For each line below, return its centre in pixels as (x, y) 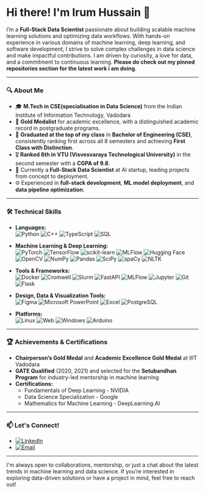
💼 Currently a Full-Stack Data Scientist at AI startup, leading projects (102, 170)
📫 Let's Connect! (33, 425)
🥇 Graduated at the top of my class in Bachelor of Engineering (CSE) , (104, 135)
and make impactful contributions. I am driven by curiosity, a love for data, (100, 55)
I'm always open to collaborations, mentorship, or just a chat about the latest (103, 465)
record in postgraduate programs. (58, 128)
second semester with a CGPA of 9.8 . (63, 163)
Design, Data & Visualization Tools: (60, 295)
